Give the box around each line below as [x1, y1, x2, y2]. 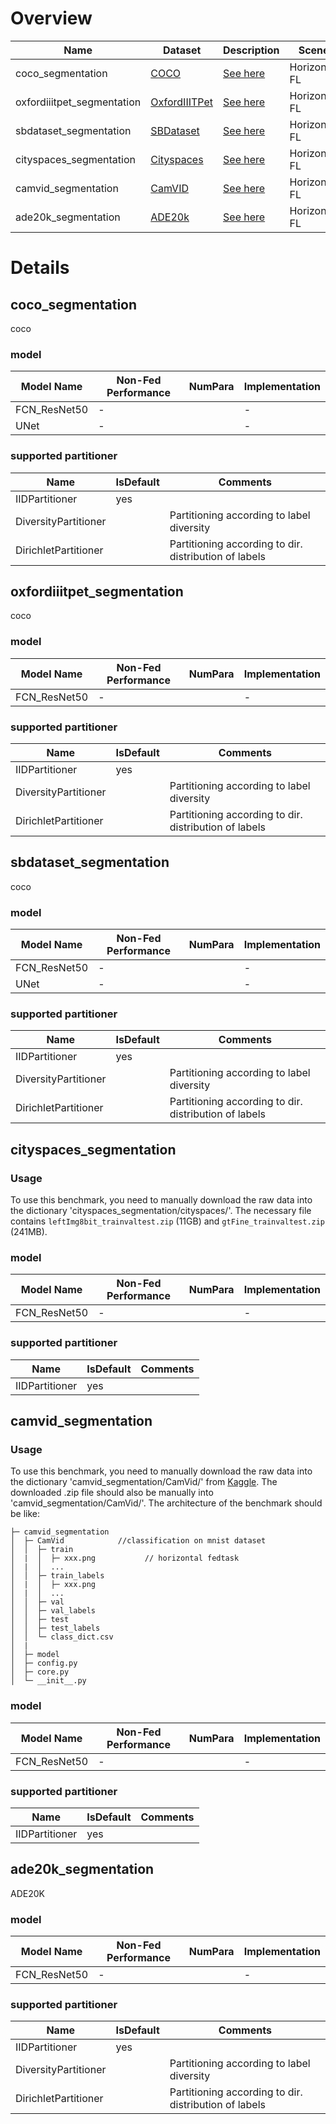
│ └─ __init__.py [10, 1676, 87, 1686]
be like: [10, 1508, 41, 1520]
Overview [10, 7, 93, 30]
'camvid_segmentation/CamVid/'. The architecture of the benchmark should [10, 1497, 323, 1509]
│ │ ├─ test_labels [10, 1623, 101, 1634]
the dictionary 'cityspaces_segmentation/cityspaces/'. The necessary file [10, 1205, 312, 1217]
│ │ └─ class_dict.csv [10, 1632, 114, 1642]
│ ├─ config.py [10, 1658, 78, 1669]
